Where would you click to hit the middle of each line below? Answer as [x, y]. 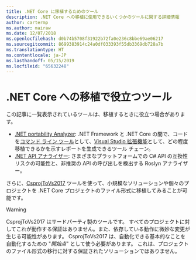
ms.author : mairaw [28, 28]
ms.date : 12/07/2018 [31, 33]
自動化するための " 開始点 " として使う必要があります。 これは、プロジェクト [97, 244]
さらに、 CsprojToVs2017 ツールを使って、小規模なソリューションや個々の [95, 183]
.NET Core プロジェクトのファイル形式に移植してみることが [110, 191]
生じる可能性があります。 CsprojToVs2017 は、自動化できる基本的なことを [96, 237]
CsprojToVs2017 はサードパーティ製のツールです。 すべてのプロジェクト [93, 222]
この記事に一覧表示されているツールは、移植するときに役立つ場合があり [93, 114]
